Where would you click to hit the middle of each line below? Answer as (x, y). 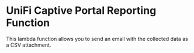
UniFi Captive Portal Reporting (81, 11)
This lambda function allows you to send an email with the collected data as (97, 39)
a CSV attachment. (29, 45)
